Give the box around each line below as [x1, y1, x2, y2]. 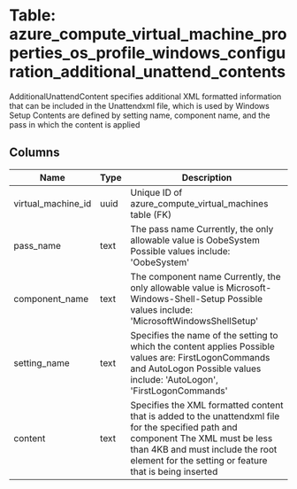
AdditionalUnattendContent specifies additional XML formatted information [9, 90, 282, 102]
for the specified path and [130, 421, 238, 433]
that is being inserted [130, 465, 218, 477]
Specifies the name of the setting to [130, 329, 278, 341]
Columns [9, 145, 60, 160]
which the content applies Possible [130, 340, 276, 353]
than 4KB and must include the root [130, 443, 278, 455]
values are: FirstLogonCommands [130, 351, 270, 363]
